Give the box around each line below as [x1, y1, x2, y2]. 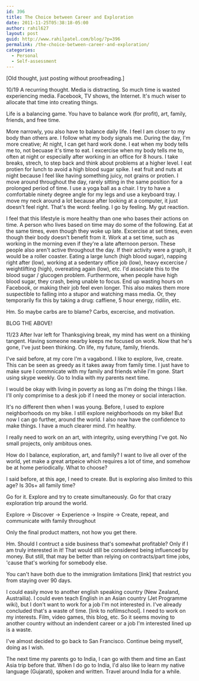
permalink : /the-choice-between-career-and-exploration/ [6, 42, 150, 48]
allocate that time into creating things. [6, 98, 99, 105]
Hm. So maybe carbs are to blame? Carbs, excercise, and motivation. [6, 308, 175, 315]
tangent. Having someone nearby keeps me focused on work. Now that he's [6, 337, 192, 344]
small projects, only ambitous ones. [6, 439, 93, 447]
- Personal [11, 53, 38, 59]
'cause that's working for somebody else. [6, 559, 108, 566]
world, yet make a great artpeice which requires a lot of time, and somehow [6, 457, 191, 465]
